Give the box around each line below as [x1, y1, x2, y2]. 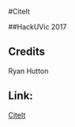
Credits [8, 45, 46, 59]
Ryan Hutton [8, 66, 49, 75]
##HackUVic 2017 [8, 22, 67, 31]
